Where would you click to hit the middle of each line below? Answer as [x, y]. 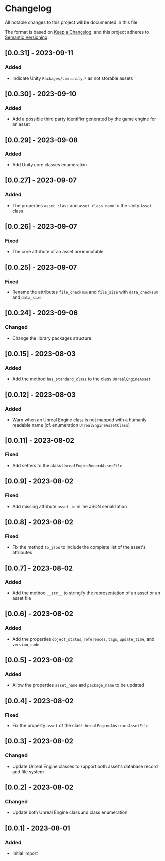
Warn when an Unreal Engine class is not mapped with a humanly [79, 420]
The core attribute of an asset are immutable [58, 252]
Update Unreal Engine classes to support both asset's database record [85, 766]
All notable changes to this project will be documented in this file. [72, 22]
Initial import [25, 853]
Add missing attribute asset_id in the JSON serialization [70, 506]
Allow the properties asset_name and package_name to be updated [78, 685]
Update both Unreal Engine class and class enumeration [70, 812]
